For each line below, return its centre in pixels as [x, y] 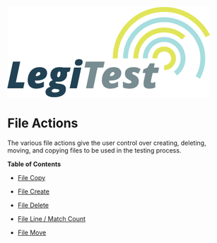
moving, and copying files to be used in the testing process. [94, 150]
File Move [32, 232]
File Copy [31, 177]
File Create [33, 191]
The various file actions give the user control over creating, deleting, [107, 143]
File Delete [33, 205]
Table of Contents [34, 164]
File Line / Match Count [52, 218]
